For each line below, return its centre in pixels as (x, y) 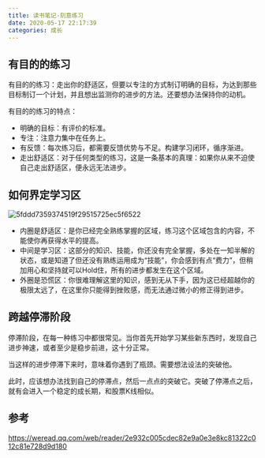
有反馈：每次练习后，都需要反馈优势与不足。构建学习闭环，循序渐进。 (134, 148)
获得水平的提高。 (75, 240)
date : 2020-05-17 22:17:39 (52, 23)
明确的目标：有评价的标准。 (65, 128)
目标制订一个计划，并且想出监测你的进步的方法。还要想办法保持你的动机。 (129, 95)
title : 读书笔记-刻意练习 (46, 15)
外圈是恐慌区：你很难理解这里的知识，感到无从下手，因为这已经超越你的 (137, 280)
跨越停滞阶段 (39, 317)
